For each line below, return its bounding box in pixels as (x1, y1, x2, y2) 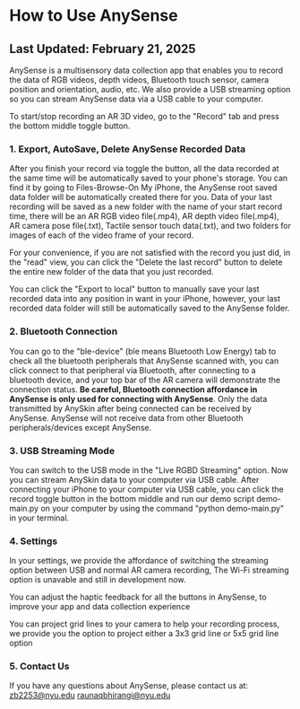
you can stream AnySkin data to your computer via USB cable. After (9, 474, 260, 485)
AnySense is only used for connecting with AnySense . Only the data (9, 393, 268, 404)
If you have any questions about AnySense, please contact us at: (9, 680, 249, 691)
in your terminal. (9, 512, 70, 523)
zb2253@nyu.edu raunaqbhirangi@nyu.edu (9, 690, 171, 701)
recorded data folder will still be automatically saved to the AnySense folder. (9, 302, 290, 314)
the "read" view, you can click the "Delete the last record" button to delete (9, 257, 283, 267)
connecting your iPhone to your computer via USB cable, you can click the (9, 484, 284, 495)
